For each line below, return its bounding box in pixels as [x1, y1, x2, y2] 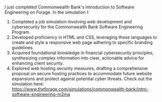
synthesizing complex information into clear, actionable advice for [11, 55, 144, 61]
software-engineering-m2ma [11, 91, 70, 97]
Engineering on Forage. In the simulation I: [4, 9, 90, 15]
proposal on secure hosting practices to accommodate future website [11, 71, 152, 76]
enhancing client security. [11, 61, 64, 66]
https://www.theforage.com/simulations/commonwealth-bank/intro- [11, 86, 149, 92]
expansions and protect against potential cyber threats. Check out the [11, 76, 152, 82]
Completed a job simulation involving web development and [11, 19, 132, 24]
